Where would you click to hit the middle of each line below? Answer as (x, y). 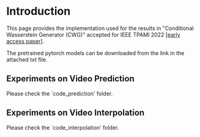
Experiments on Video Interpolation (76, 113)
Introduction (39, 11)
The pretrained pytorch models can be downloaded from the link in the (95, 53)
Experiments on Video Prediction (70, 79)
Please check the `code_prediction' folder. (60, 94)
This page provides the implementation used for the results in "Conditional (100, 28)
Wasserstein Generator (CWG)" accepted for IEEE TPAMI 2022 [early (93, 34)
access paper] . (25, 41)
